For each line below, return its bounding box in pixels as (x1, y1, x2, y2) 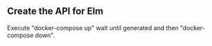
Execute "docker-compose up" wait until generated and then (7, 23, 179, 32)
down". (35, 31, 55, 39)
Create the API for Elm (7, 5, 104, 17)
